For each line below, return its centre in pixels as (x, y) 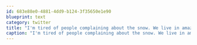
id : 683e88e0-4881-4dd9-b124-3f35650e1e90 (59, 11)
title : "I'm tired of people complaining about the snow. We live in (93, 28)
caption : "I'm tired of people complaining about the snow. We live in (95, 33)
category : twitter (28, 22)
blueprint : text (26, 17)
